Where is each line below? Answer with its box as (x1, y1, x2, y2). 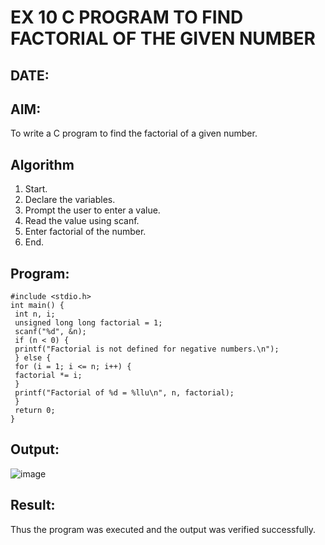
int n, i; (14, 309, 56, 320)
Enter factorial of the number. (24, 226, 147, 238)
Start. (24, 183, 48, 195)
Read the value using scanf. (24, 215, 140, 227)
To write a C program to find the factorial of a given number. (10, 127, 258, 140)
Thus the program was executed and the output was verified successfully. (10, 523, 317, 535)
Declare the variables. (24, 194, 116, 206)
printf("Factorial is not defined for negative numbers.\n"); (14, 344, 280, 355)
